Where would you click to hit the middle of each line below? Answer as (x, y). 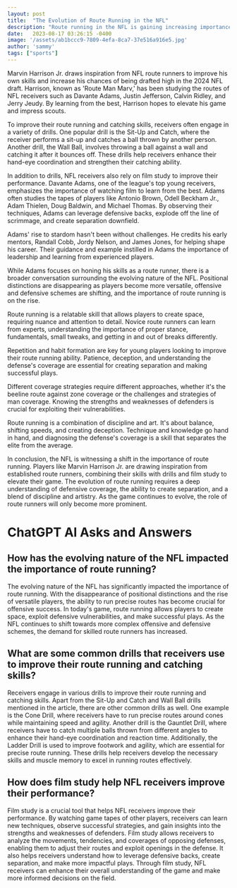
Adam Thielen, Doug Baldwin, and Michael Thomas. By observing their (110, 205)
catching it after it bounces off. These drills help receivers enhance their (112, 154)
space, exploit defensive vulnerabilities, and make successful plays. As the (116, 616)
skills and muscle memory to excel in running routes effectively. (100, 760)
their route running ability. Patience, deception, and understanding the (109, 358)
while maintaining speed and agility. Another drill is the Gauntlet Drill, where (117, 722)
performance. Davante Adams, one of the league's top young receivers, (112, 183)
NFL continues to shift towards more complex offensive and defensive (109, 624)
